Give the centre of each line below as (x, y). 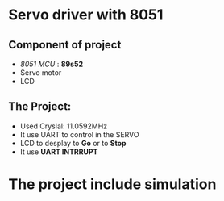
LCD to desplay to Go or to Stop (73, 143)
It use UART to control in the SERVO (79, 134)
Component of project (65, 45)
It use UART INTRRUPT (59, 152)
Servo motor (41, 73)
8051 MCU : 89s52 (51, 64)
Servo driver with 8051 (86, 15)
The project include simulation (112, 184)
